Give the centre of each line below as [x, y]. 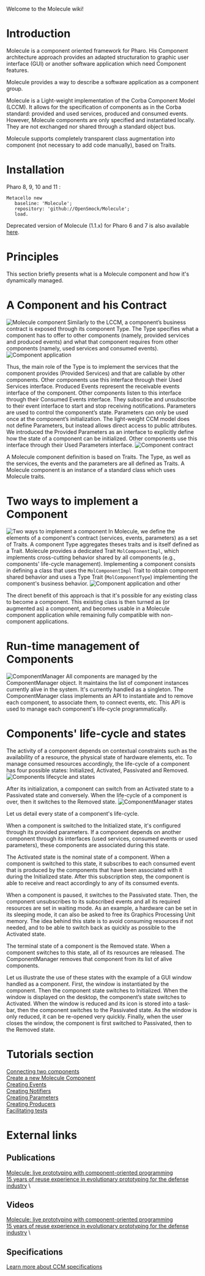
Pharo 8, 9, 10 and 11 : [34, 187]
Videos [20, 1204]
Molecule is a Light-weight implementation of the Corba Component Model [101, 100]
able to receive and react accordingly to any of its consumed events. [93, 883]
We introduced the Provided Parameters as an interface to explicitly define [100, 431]
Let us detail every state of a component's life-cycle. [73, 813]
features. [18, 70]
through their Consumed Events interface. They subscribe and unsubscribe [101, 399]
